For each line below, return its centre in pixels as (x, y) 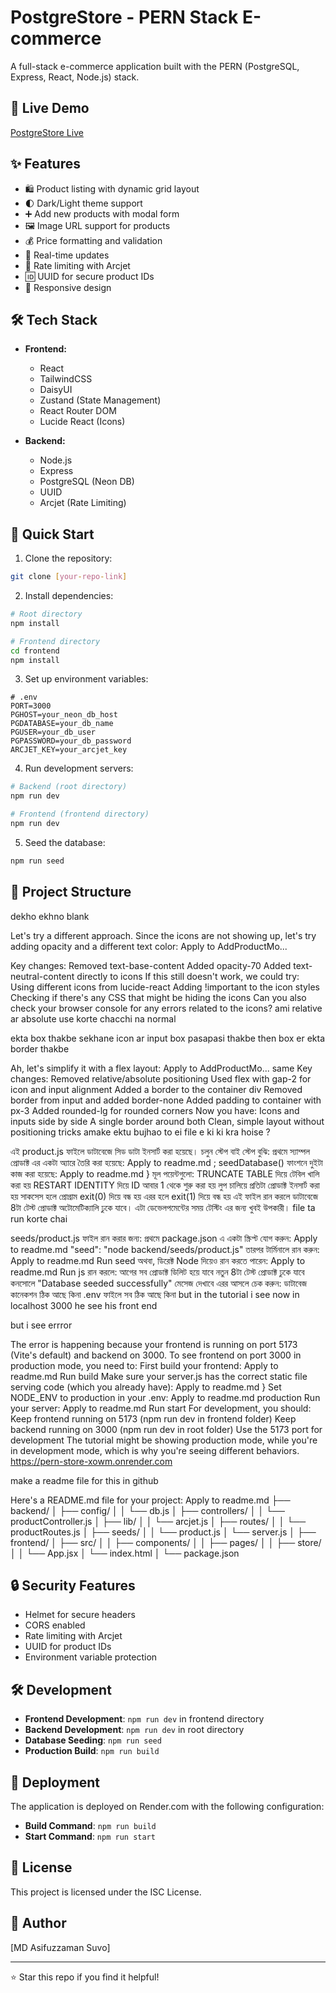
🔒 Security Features (73, 1586)
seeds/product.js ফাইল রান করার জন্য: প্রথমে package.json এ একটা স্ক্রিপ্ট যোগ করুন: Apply (164, 1238)
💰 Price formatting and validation (93, 240)
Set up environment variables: (86, 679)
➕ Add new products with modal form (102, 213)
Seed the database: (65, 842)
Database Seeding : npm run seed (93, 1740)
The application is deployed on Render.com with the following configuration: (167, 1807)
